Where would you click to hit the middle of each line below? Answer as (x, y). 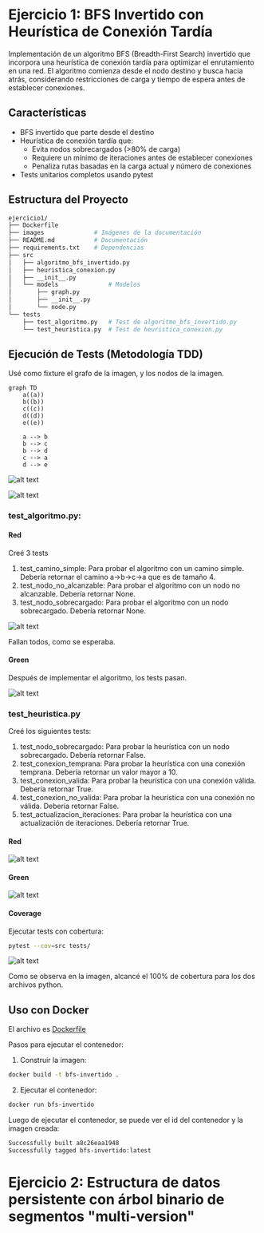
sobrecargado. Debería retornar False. (83, 755)
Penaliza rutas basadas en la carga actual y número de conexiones (142, 166)
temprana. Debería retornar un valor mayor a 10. (99, 772)
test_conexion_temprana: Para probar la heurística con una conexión (132, 763)
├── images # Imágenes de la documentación (105, 233)
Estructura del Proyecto (69, 200)
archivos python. (36, 985)
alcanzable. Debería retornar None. (77, 593)
